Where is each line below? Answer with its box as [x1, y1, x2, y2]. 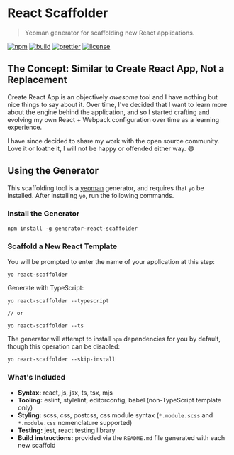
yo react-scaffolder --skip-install [7, 356, 116, 363]
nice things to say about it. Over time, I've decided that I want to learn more [7, 100, 228, 109]
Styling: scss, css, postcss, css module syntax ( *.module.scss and [17, 411, 213, 420]
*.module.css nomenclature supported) [17, 419, 133, 427]
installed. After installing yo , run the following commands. [7, 191, 174, 199]
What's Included [7, 373, 66, 383]
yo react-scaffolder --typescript [7, 297, 110, 305]
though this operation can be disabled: [7, 342, 121, 351]
